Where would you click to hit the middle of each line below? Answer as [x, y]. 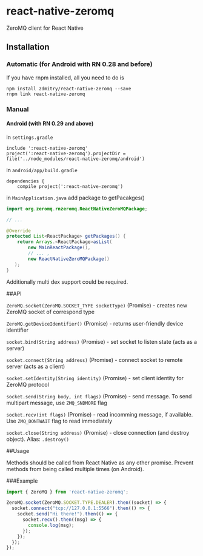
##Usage [18, 450]
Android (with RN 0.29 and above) [50, 124]
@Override [19, 231]
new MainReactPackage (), [59, 248]
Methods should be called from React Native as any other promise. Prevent [100, 463]
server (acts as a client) [36, 366]
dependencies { [25, 181]
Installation [28, 47]
